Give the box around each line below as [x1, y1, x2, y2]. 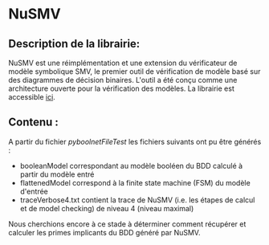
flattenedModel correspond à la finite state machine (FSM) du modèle [19, 178, 251, 187]
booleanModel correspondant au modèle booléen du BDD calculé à [19, 161, 243, 170]
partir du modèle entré [19, 169, 95, 179]
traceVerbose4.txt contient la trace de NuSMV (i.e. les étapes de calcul [19, 194, 255, 205]
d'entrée [19, 186, 48, 196]
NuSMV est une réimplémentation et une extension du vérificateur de [8, 58, 238, 67]
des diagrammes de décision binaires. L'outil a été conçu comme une [8, 76, 238, 84]
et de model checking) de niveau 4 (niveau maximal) [19, 203, 194, 213]
